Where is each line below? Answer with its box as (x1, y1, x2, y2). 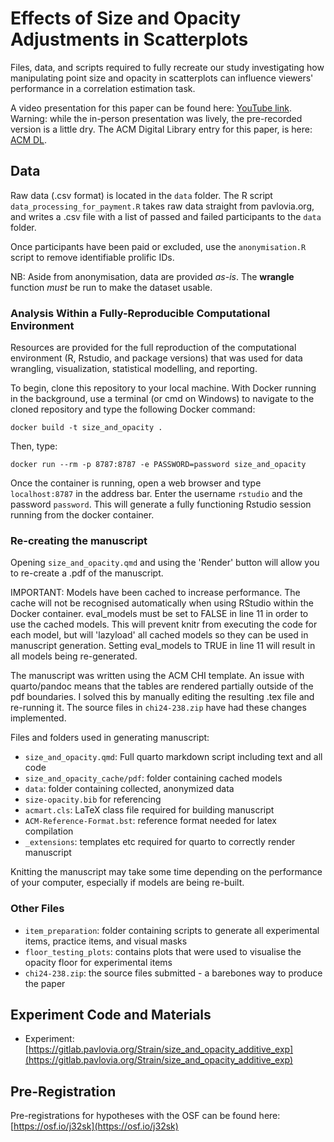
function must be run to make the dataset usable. (10, 281, 213, 293)
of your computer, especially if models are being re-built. (10, 877, 245, 889)
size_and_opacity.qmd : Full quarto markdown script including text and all (24, 751, 323, 763)
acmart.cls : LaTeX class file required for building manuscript (24, 804, 275, 816)
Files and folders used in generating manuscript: (10, 732, 210, 744)
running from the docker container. (10, 509, 155, 521)
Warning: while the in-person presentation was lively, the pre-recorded (10, 112, 303, 124)
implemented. (10, 712, 67, 724)
